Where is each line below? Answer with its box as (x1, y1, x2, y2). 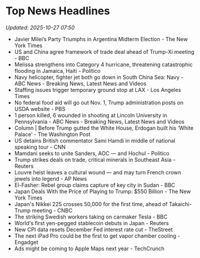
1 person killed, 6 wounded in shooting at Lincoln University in (14, 112, 167, 119)
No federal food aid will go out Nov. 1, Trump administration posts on (14, 99, 184, 106)
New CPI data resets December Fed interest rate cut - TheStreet (14, 226, 173, 233)
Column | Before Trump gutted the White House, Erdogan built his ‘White (14, 124, 194, 131)
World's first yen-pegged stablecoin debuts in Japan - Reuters (14, 219, 169, 226)
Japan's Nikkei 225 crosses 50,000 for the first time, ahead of (14, 200, 168, 207)
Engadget (14, 238, 38, 245)
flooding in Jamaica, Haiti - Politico (14, 67, 101, 74)
